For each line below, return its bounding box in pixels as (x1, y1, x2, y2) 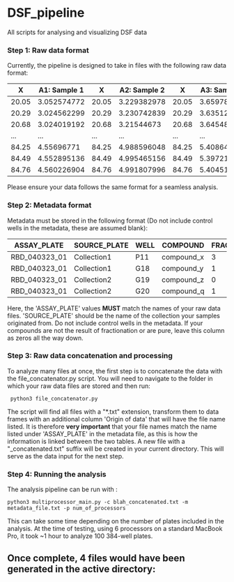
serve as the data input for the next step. (7, 452, 124, 460)
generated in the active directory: (7, 563, 156, 575)
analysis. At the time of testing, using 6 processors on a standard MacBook (7, 525, 223, 533)
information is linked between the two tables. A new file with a (7, 437, 186, 445)
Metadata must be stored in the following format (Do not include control (7, 216, 213, 225)
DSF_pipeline (7, 5, 85, 21)
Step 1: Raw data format (7, 45, 89, 55)
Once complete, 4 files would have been (7, 552, 185, 564)
